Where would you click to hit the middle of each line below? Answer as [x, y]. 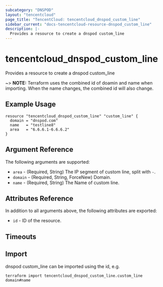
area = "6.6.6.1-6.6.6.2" [40, 129]
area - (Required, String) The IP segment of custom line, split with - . [84, 172]
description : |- [22, 29]
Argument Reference [39, 150]
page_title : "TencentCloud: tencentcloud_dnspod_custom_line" [73, 19]
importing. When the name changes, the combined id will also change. [79, 88]
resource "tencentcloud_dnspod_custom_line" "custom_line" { [72, 116]
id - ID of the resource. [37, 221]
